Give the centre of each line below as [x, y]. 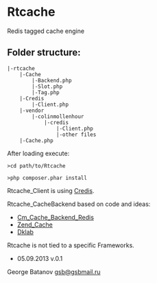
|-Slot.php [47, 87]
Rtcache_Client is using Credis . [51, 190]
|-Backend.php [52, 80]
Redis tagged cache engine [46, 31]
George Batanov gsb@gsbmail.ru [54, 271]
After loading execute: [38, 153]
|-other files [76, 135]
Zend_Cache [35, 225]
